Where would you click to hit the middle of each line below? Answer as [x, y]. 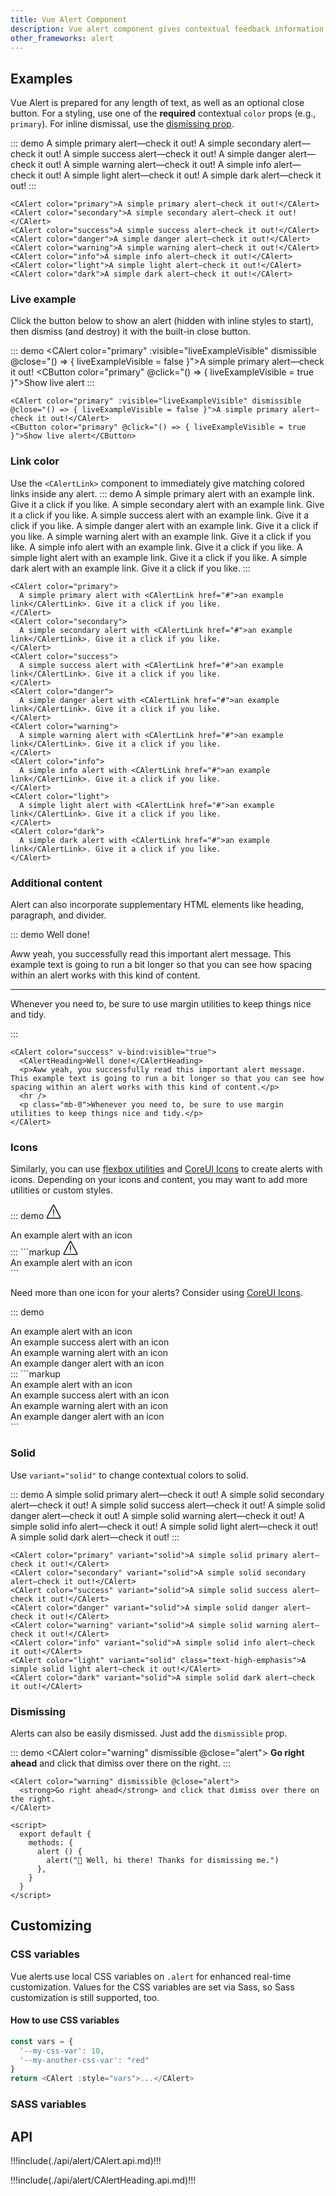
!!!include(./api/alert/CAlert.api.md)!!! [86, 2160]
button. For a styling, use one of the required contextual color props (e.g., [163, 113]
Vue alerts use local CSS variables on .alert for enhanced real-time [151, 1976]
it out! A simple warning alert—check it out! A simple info [155, 165]
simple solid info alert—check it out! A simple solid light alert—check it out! [164, 1526]
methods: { [51, 1842]
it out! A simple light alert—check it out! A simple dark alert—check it [180, 175]
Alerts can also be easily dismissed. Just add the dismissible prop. [149, 1733]
